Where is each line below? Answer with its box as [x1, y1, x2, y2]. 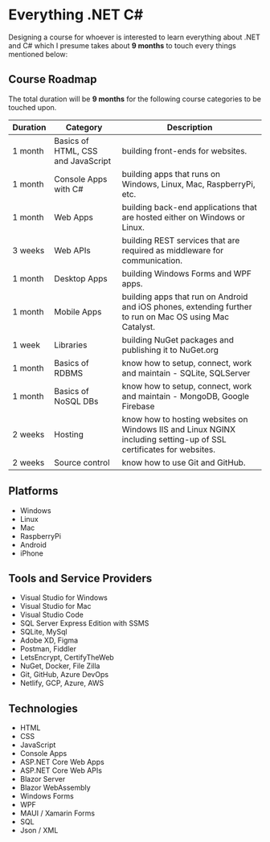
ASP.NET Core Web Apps [19, 758, 104, 767]
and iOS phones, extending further [121, 301, 252, 312]
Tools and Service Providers [8, 571, 153, 585]
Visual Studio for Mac [19, 602, 92, 611]
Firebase [121, 400, 155, 412]
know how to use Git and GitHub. [121, 457, 246, 468]
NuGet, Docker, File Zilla [19, 661, 100, 671]
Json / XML [19, 826, 59, 836]
